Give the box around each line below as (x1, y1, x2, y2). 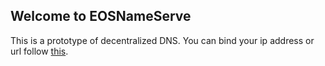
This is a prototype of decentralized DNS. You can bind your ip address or (10, 34, 315, 46)
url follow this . (10, 45, 69, 57)
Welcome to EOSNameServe (10, 8, 192, 25)
